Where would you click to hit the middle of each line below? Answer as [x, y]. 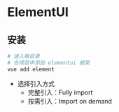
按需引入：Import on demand [70, 101]
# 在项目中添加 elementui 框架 [49, 63]
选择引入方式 [36, 83]
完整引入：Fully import [60, 92]
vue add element [31, 69]
